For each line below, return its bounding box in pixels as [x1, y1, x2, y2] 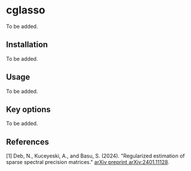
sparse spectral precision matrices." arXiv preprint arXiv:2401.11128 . [6, 159, 170, 166]
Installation [6, 40, 48, 50]
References [6, 137, 49, 146]
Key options [6, 104, 51, 114]
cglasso [6, 4, 46, 17]
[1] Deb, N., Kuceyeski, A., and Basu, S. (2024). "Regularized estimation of [6, 152, 185, 159]
